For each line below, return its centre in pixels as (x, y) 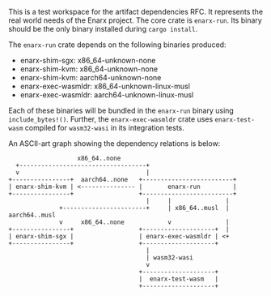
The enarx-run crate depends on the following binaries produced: (117, 45)
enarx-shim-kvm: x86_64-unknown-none (89, 69)
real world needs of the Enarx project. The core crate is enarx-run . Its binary (135, 20)
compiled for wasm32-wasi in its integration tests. (104, 128)
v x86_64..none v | (144, 222)
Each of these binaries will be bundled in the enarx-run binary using (121, 110)
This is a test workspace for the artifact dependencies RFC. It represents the (136, 12)
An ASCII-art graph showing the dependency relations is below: (114, 144)
